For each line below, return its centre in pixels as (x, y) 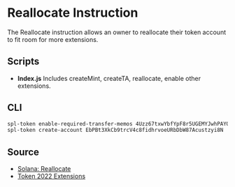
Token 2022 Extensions (51, 177)
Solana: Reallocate (44, 169)
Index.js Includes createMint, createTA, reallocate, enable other (109, 78)
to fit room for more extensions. (53, 39)
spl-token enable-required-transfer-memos (70, 124)
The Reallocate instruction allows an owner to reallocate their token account (116, 32)
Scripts (23, 62)
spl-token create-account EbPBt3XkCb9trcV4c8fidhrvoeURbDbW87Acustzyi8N (115, 130)
